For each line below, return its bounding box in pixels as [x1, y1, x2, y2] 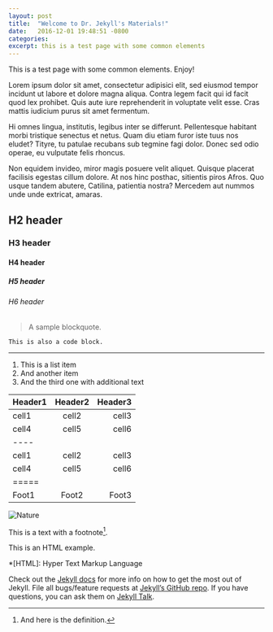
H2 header [8, 213, 63, 227]
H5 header [8, 276, 45, 285]
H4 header [8, 258, 45, 268]
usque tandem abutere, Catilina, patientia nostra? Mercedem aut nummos [8, 181, 254, 191]
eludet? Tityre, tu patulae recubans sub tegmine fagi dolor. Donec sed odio [8, 139, 259, 149]
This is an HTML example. [8, 543, 96, 553]
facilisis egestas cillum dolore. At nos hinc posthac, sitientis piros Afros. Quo [8, 172, 264, 182]
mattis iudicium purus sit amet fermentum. [8, 107, 150, 116]
